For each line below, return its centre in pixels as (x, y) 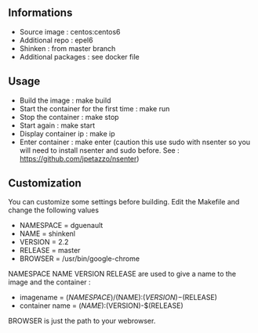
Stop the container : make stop (69, 117)
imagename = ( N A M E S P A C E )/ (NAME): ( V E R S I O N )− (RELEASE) (118, 298)
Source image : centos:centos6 (70, 31)
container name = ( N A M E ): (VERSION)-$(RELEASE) (102, 306)
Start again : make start (57, 125)
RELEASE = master (50, 251)
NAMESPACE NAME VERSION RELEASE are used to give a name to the (122, 274)
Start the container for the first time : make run (94, 108)
